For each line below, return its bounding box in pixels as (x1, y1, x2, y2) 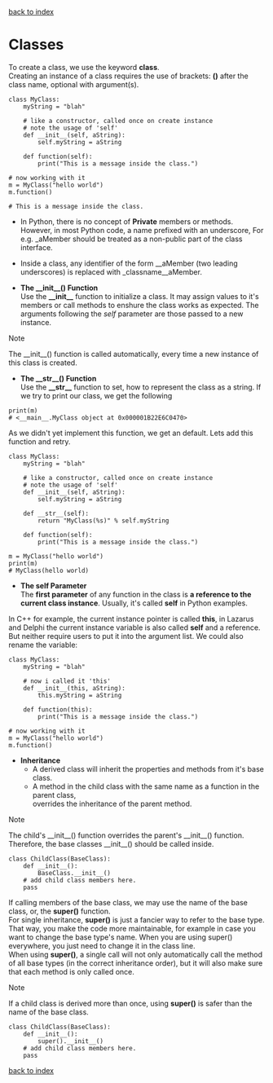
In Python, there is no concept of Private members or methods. (20, 216, 234, 227)
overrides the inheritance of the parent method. (32, 799, 192, 808)
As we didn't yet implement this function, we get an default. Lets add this (8, 428, 254, 438)
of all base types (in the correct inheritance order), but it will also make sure (8, 958, 263, 968)
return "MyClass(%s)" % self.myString (37, 517, 170, 525)
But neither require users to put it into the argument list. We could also (8, 631, 244, 641)
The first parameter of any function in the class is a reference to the (20, 589, 252, 599)
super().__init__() (37, 1037, 104, 1046)
